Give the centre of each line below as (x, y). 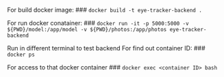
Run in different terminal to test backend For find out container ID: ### (106, 48)
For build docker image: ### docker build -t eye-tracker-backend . (104, 10)
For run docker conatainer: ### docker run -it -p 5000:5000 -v (98, 23)
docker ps (21, 55)
